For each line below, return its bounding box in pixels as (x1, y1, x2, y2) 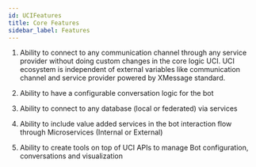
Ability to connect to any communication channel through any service (19, 48, 247, 58)
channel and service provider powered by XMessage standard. (19, 73, 226, 83)
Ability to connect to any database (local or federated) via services (19, 104, 238, 113)
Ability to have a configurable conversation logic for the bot (19, 89, 214, 98)
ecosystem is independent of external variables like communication (19, 65, 240, 74)
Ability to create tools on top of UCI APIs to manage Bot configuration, (19, 143, 249, 153)
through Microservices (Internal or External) (19, 127, 163, 137)
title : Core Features (8, 19, 80, 27)
